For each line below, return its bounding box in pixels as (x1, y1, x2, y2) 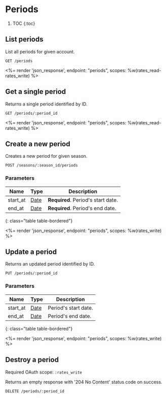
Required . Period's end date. (48, 205, 116, 212)
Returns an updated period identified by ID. (5, 261, 95, 267)
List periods (5, 35, 44, 44)
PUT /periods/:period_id (5, 271, 58, 276)
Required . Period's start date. (48, 196, 118, 204)
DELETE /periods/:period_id (5, 388, 65, 394)
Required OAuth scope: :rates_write (5, 369, 82, 375)
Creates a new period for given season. (5, 153, 88, 159)
